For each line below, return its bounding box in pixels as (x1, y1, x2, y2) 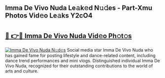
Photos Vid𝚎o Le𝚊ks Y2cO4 (5, 12, 93, 20)
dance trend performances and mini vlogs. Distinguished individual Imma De (5, 58, 160, 63)
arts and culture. (5, 68, 38, 74)
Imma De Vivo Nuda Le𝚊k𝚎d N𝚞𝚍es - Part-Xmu (5, 4, 153, 12)
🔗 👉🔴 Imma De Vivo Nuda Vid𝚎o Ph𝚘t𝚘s (5, 32, 132, 40)
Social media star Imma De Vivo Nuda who (66, 47, 154, 53)
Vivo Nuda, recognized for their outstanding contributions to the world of (5, 63, 153, 69)
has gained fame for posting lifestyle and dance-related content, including (5, 53, 156, 58)
